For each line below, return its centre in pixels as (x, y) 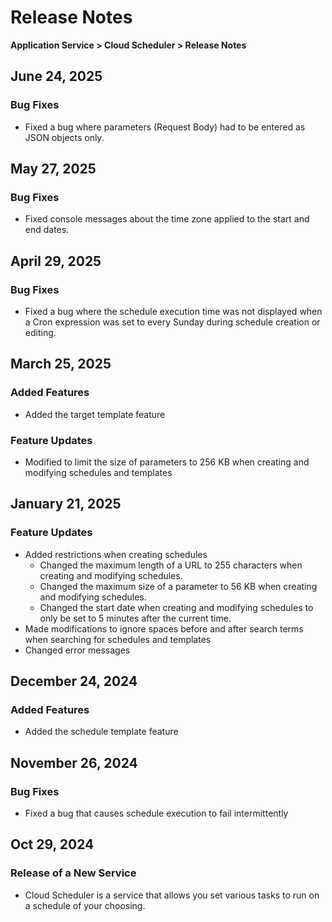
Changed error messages (77, 650)
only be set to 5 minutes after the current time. (135, 618)
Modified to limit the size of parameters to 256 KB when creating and (167, 462)
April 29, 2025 (56, 261)
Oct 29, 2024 (52, 844)
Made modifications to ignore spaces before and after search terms (164, 628)
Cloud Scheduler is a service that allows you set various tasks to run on (172, 895)
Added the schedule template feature (101, 732)
